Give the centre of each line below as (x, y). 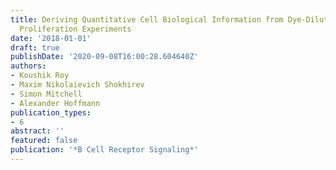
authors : (28, 66)
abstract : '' (37, 131)
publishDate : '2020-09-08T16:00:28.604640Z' (104, 57)
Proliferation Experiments (75, 29)
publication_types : (51, 112)
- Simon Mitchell (46, 94)
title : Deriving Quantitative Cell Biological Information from (147, 19)
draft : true (35, 47)
